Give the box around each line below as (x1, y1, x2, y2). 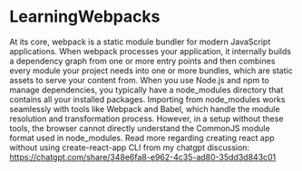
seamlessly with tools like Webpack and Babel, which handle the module (9, 103, 280, 114)
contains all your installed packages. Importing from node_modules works (9, 93, 286, 105)
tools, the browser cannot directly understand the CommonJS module (9, 122, 270, 133)
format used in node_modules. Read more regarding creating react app (9, 132, 275, 143)
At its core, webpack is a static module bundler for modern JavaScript (9, 36, 271, 47)
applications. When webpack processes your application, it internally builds (9, 45, 292, 56)
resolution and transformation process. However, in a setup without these (9, 113, 284, 124)
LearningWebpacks (9, 6, 161, 27)
